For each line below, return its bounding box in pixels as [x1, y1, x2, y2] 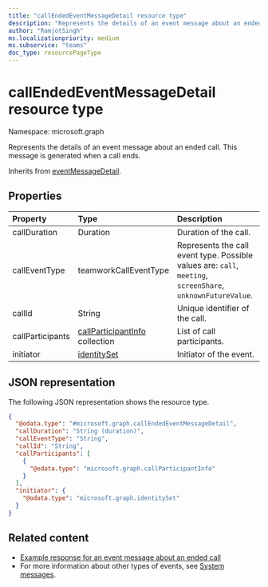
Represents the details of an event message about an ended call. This [8, 142, 238, 152]
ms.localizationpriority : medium [8, 34, 120, 42]
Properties [8, 190, 62, 203]
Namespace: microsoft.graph [8, 126, 104, 136]
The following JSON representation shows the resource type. [8, 397, 210, 406]
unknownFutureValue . [176, 290, 254, 301]
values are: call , [176, 259, 239, 270]
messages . [19, 569, 57, 579]
